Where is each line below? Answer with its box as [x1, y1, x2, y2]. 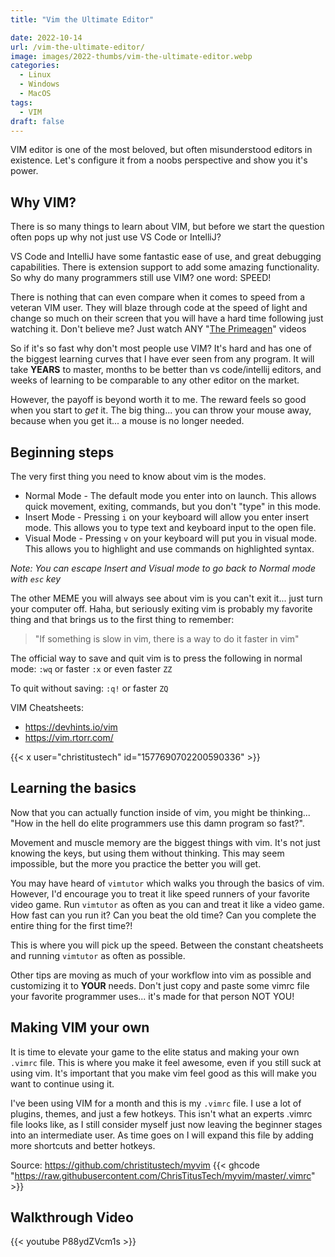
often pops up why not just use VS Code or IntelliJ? [10, 231, 222, 243]
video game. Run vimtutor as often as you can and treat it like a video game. [10, 898, 325, 910]
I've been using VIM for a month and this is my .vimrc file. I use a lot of [10, 1097, 302, 1109]
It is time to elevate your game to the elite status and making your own [10, 1046, 300, 1058]
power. [10, 165, 39, 177]
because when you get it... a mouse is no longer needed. [10, 415, 245, 427]
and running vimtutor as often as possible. [10, 949, 186, 961]
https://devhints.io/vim [24, 721, 118, 733]
